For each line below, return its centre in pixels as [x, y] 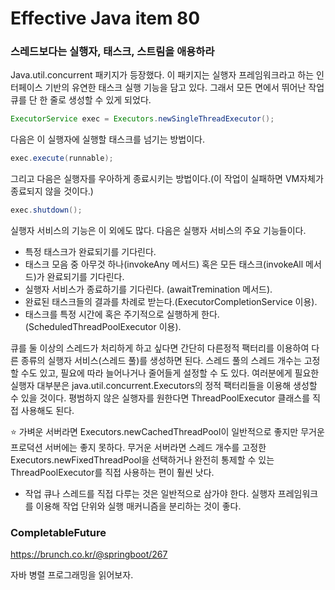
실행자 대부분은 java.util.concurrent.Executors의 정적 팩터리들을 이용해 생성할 [164, 386]
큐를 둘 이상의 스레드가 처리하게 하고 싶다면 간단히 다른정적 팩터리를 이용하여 [160, 348]
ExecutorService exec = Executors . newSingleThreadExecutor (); [142, 119]
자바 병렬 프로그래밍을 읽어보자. [72, 575]
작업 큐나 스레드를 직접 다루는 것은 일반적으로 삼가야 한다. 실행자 [150, 494]
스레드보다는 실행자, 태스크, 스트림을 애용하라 [112, 52]
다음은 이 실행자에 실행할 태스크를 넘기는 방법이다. [108, 139]
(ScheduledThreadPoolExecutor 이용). [103, 327]
